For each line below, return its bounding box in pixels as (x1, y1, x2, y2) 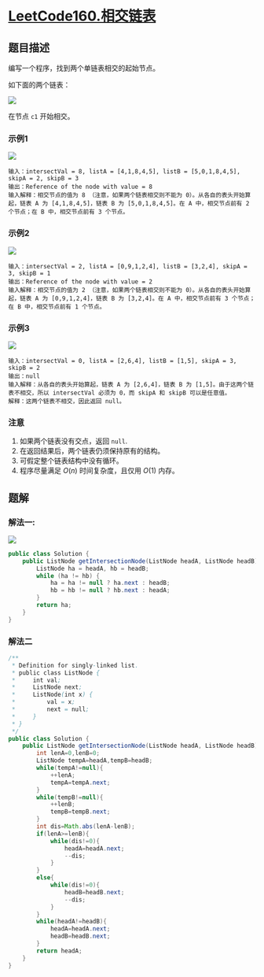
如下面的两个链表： (8, 80, 71, 89)
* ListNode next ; (11, 683, 82, 691)
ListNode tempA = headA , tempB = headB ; (36, 757, 153, 764)
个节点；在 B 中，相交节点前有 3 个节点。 (8, 208, 130, 216)
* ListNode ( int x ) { (11, 690, 93, 699)
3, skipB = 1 (8, 269, 51, 277)
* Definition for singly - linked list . (11, 661, 139, 669)
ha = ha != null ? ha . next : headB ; (49, 579, 170, 587)
